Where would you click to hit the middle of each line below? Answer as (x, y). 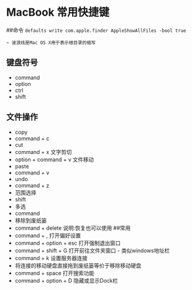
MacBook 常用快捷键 (58, 12)
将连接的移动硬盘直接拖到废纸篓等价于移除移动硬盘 (78, 265)
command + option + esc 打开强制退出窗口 (68, 243)
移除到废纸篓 (31, 220)
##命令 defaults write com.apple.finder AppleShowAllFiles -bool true (96, 30)
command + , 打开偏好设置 (48, 235)
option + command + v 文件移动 (54, 159)
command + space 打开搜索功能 (55, 273)
